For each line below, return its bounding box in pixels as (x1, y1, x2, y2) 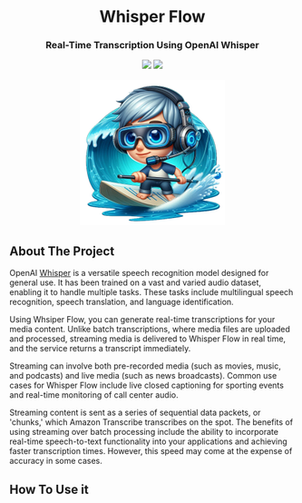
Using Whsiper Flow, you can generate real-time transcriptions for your (9, 314, 276, 325)
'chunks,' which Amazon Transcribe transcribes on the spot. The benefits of (9, 417, 293, 428)
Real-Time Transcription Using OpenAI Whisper (44, 39, 260, 52)
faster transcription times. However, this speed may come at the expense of (9, 446, 293, 457)
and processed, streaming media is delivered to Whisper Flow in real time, (9, 333, 287, 344)
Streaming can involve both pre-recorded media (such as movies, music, (9, 360, 281, 371)
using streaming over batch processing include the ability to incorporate (9, 427, 279, 438)
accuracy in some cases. (9, 456, 102, 467)
